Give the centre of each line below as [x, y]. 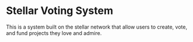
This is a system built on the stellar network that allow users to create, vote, [97, 27]
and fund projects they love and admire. [54, 33]
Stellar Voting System [60, 11]
